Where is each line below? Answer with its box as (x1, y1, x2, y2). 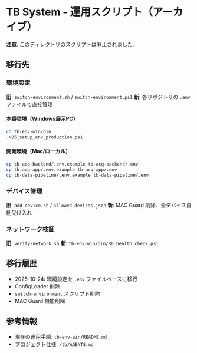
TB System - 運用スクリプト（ (6, 5, 153, 19)
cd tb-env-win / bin (6, 128, 51, 134)
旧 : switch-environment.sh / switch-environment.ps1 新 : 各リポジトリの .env (6, 93, 191, 100)
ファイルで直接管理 (6, 101, 53, 108)
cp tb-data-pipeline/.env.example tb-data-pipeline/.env (6, 172, 149, 178)
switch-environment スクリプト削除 (14, 290, 100, 297)
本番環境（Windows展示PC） (6, 116, 78, 123)
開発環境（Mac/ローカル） (6, 148, 71, 155)
